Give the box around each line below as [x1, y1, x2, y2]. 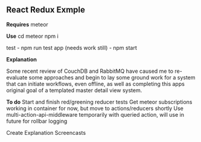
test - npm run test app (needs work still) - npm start [6, 44, 138, 51]
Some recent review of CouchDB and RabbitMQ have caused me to [6, 67, 174, 75]
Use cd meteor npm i [6, 32, 59, 40]
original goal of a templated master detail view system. [6, 87, 142, 94]
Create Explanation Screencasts [6, 129, 86, 136]
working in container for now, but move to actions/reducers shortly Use [6, 105, 184, 112]
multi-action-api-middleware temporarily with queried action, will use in [6, 111, 184, 118]
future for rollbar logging [6, 117, 68, 125]
